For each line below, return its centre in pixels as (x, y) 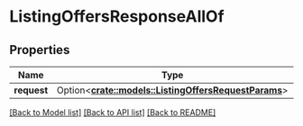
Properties (40, 50)
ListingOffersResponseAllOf (117, 17)
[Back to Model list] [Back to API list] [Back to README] (113, 112)
